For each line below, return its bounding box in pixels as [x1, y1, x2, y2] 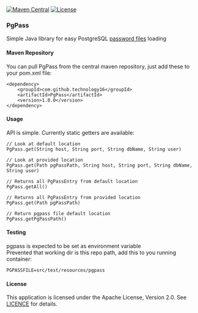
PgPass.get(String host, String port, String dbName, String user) [6, 146, 182, 153]
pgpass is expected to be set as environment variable [6, 242, 142, 249]
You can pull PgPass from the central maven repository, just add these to [6, 62, 190, 70]
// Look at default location [6, 141, 81, 147]
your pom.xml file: [6, 69, 52, 77]
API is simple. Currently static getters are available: [6, 129, 134, 136]
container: [6, 255, 32, 263]
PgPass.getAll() [6, 184, 48, 190]
